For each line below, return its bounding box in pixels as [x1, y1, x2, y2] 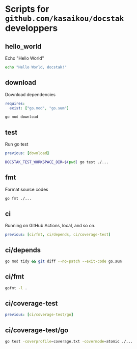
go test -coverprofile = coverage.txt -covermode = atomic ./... [5, 339, 133, 344]
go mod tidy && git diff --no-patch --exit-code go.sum [5, 259, 122, 264]
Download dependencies [5, 91, 55, 97]
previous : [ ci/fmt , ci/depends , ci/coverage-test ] [5, 232, 111, 237]
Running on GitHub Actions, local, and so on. [5, 223, 96, 229]
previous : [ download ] [5, 151, 50, 156]
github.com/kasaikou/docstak [5, 14, 124, 23]
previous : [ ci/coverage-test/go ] [5, 312, 74, 317]
